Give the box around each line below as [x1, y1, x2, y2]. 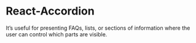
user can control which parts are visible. [6, 30, 108, 38]
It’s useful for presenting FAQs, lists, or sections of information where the [6, 24, 190, 31]
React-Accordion [6, 4, 95, 18]
